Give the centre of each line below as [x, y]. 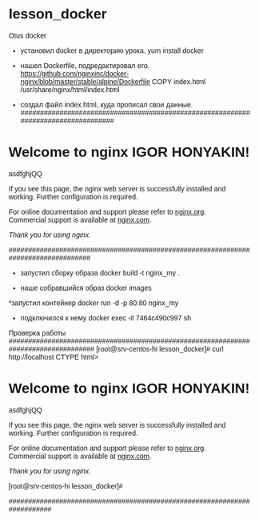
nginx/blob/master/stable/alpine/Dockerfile [85, 81]
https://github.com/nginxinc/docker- [75, 73]
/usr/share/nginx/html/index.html [70, 89]
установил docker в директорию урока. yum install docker [112, 50]
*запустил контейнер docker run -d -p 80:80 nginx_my [94, 303]
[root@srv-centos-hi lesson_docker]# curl [160, 349]
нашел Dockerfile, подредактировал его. [85, 65]
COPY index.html [179, 81]
